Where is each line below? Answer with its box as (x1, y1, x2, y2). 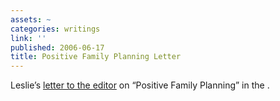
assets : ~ (10, 14, 52, 25)
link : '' (10, 33, 47, 43)
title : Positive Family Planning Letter (10, 52, 182, 62)
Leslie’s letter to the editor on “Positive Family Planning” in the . (10, 79, 270, 91)
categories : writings (10, 24, 101, 34)
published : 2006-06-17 (10, 42, 105, 53)
